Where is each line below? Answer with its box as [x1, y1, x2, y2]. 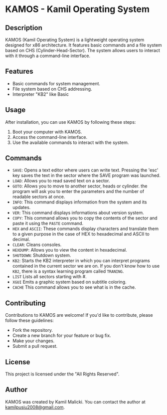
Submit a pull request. [12, 343, 58, 349]
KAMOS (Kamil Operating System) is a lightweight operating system [5, 37, 145, 43]
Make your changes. [12, 338, 55, 344]
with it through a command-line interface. [5, 53, 91, 59]
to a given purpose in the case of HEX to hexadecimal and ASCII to [12, 231, 150, 237]
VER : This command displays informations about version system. [12, 210, 145, 216]
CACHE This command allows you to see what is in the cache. [12, 284, 136, 290]
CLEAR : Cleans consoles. [12, 242, 62, 248]
